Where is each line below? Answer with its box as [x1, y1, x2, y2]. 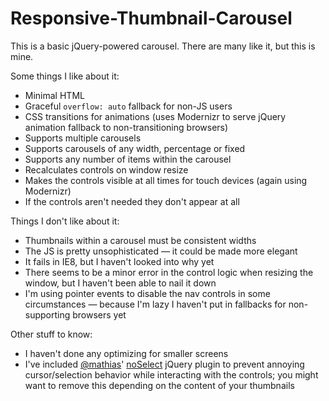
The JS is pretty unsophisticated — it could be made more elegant [24, 245, 298, 257]
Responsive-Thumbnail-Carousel [10, 7, 293, 30]
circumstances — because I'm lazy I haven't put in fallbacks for [24, 298, 287, 310]
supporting [24, 308, 71, 321]
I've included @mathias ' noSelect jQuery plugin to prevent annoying [24, 358, 305, 370]
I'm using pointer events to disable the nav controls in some [24, 287, 271, 299]
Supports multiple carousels [24, 132, 142, 144]
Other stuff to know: [10, 328, 93, 340]
